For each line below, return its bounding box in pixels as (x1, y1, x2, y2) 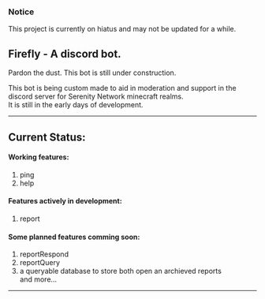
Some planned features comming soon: (8, 232, 140, 241)
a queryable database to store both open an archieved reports (19, 267, 222, 276)
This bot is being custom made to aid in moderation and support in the (8, 84, 237, 93)
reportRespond (19, 249, 69, 259)
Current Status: (8, 130, 86, 144)
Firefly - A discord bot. (8, 47, 121, 61)
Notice (8, 6, 35, 17)
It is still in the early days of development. (8, 100, 144, 110)
